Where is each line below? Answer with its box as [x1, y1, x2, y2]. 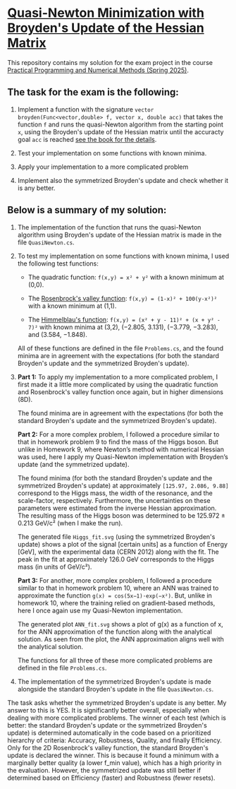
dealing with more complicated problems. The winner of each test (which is [7, 713, 227, 722]
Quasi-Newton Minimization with [7, 5, 204, 21]
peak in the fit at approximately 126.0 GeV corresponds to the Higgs [17, 554, 215, 563]
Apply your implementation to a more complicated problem [17, 162, 189, 171]
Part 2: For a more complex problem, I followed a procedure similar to [17, 429, 220, 439]
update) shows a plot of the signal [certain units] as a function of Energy [17, 540, 228, 548]
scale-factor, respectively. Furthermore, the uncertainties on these [17, 496, 211, 504]
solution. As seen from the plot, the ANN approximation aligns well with [17, 634, 224, 643]
